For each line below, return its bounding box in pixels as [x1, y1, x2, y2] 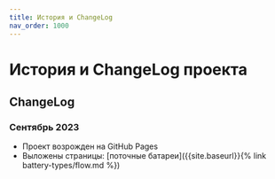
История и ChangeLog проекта [9, 59, 248, 80]
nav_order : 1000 [9, 21, 69, 30]
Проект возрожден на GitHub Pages [21, 141, 158, 152]
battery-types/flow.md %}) [21, 160, 121, 171]
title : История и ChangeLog [9, 12, 114, 22]
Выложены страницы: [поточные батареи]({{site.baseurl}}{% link [21, 151, 267, 161]
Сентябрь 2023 [9, 121, 80, 133]
